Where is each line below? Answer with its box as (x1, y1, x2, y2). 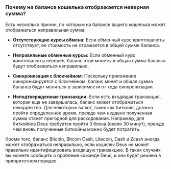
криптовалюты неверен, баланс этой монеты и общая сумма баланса (12, 58, 166, 64)
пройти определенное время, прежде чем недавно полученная (12, 110, 152, 116)
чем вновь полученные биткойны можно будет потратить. (12, 126, 141, 132)
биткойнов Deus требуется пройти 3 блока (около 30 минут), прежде (12, 121, 165, 127)
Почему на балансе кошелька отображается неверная (5, 4, 150, 11)
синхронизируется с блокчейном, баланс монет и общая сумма (12, 78, 153, 85)
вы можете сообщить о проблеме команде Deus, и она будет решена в (5, 152, 161, 159)
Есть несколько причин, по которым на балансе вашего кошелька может (5, 21, 166, 28)
